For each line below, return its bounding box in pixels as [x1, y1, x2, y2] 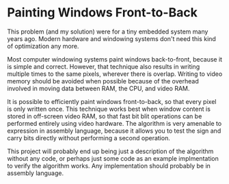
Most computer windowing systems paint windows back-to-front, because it [7, 55, 223, 63]
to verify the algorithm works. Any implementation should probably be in [7, 161, 211, 170]
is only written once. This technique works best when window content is [7, 105, 211, 113]
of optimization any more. [7, 42, 79, 50]
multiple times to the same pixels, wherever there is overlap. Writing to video [7, 70, 223, 78]
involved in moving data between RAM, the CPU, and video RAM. [7, 84, 190, 92]
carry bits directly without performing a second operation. [7, 133, 171, 142]
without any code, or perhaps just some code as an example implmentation [7, 154, 219, 162]
